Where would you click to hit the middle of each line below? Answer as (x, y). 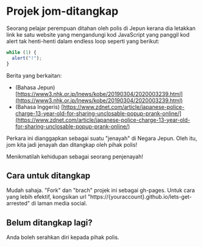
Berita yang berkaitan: (34, 75)
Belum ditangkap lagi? (49, 222)
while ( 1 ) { (21, 52)
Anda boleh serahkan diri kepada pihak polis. (63, 237)
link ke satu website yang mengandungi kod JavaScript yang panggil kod (98, 34)
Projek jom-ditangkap (62, 11)
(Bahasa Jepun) (35, 87)
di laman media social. (59, 204)
